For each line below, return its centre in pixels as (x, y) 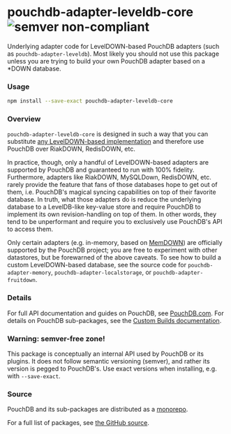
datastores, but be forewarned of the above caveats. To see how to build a (114, 257)
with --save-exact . (34, 376)
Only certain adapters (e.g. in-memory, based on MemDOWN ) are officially (115, 243)
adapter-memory (29, 273)
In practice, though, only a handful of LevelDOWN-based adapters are (108, 163)
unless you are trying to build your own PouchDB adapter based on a (106, 61)
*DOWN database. (34, 68)
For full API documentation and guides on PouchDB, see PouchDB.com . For (116, 313)
